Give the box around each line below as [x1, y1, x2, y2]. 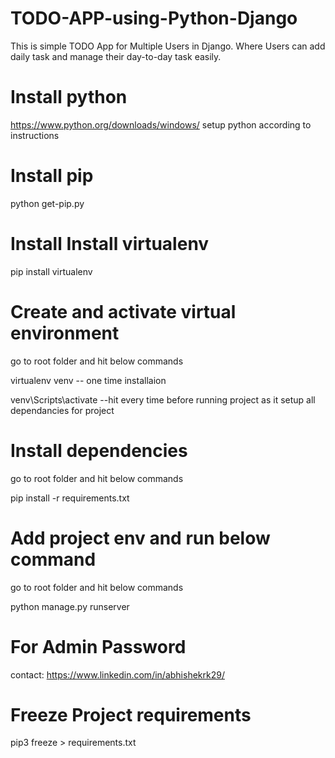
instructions [10, 129, 60, 141]
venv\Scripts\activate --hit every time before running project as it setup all [10, 393, 316, 406]
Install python [10, 86, 128, 109]
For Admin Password [10, 635, 187, 658]
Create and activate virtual [10, 300, 237, 323]
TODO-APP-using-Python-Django [10, 7, 298, 30]
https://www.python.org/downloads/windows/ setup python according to [10, 118, 312, 131]
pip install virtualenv [10, 265, 93, 277]
